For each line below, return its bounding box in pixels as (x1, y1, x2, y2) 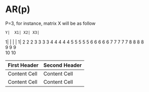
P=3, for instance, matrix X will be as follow (5, 20, 96, 26)
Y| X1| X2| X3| (5, 30, 40, 35)
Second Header (43, 62, 82, 69)
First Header (8, 62, 39, 69)
